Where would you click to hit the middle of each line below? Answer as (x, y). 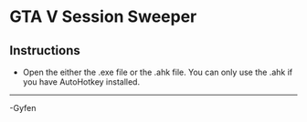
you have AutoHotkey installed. (81, 82)
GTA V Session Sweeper (103, 17)
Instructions (45, 51)
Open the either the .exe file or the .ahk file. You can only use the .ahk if (158, 72)
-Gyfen (23, 108)
